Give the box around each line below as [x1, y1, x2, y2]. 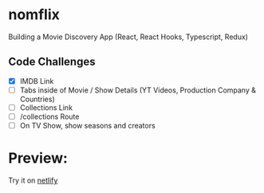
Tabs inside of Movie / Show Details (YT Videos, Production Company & [19, 85, 257, 95]
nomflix [8, 6, 60, 24]
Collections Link [19, 102, 73, 112]
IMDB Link [19, 76, 54, 85]
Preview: [8, 149, 68, 167]
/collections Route [19, 112, 80, 121]
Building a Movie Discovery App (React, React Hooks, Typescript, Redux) [8, 32, 249, 41]
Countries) [19, 94, 56, 104]
